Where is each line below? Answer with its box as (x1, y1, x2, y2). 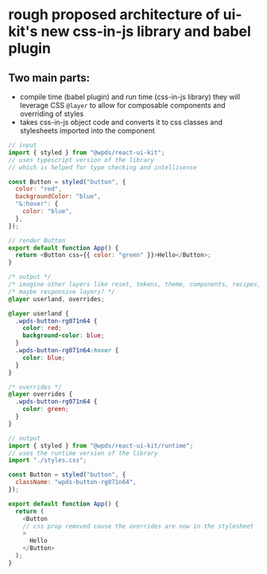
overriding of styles (19, 109, 84, 118)
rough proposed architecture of (8, 6, 220, 24)
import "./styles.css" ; (8, 456, 87, 464)
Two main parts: (8, 71, 91, 84)
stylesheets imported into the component (19, 126, 155, 135)
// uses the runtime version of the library (8, 449, 158, 457)
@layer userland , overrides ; (8, 295, 105, 303)
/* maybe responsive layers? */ (8, 288, 115, 296)
